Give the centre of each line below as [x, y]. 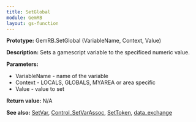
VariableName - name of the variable [62, 76]
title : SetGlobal [28, 12]
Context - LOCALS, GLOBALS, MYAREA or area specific [85, 82]
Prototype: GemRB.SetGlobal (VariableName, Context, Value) [84, 41]
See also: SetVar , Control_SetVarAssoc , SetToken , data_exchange [89, 113]
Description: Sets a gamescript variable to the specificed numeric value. [98, 52]
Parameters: [22, 64]
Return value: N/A [29, 101]
